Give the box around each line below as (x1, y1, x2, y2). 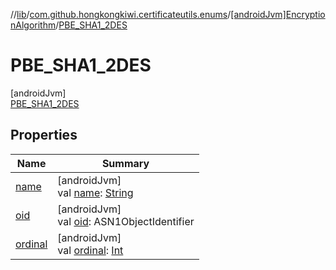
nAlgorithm (10, 19, 57, 31)
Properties (10, 127, 78, 144)
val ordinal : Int (57, 243, 124, 257)
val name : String (57, 185, 134, 199)
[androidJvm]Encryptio (230, 9, 326, 20)
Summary (101, 156, 150, 170)
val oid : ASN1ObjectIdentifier (57, 214, 195, 228)
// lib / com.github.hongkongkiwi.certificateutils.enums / (10, 9, 232, 20)
